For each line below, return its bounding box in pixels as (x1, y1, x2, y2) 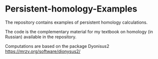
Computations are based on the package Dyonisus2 (5, 43, 110, 49)
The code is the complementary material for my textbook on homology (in (5, 29, 154, 34)
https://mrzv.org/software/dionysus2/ (5, 48, 80, 54)
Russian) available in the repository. (5, 34, 77, 40)
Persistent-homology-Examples (5, 3, 138, 15)
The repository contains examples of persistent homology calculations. (5, 19, 148, 25)
